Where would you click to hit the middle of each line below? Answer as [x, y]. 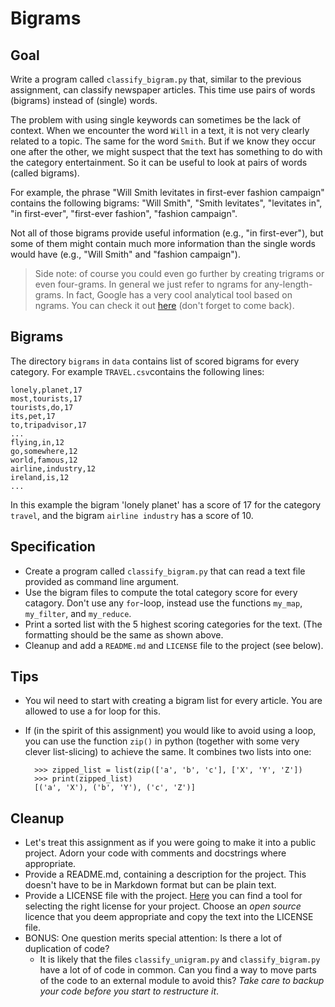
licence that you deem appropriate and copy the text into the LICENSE [169, 917]
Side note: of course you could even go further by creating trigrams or [179, 273]
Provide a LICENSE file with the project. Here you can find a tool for [163, 896]
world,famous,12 [44, 460]
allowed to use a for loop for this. [92, 711]
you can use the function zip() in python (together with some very [162, 741]
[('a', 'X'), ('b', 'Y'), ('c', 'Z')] [115, 788]
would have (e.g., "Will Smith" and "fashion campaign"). [125, 254]
